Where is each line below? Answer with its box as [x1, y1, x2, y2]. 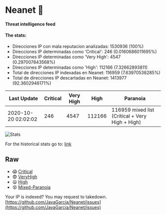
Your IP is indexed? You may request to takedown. [5, 194, 107, 200]
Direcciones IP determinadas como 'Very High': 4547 [12, 54, 121, 60]
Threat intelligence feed [5, 21, 56, 27]
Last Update [9, 95, 39, 102]
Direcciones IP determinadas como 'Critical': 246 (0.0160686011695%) [12, 48, 157, 54]
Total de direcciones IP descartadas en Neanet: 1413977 [12, 75, 127, 81]
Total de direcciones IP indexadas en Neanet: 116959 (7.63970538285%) [12, 69, 161, 76]
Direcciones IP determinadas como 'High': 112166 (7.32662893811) [12, 64, 148, 70]
